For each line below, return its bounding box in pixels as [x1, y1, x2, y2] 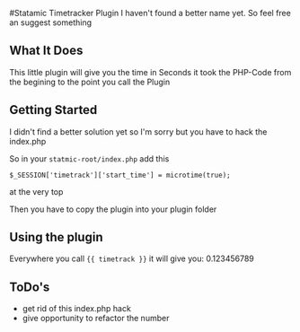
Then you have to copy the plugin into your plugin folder [9, 204, 217, 214]
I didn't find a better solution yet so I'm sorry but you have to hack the [9, 126, 268, 137]
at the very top [9, 186, 64, 197]
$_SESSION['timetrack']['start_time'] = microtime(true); [9, 170, 231, 179]
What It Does [9, 43, 84, 58]
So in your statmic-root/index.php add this [9, 153, 170, 164]
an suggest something [9, 17, 93, 28]
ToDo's [9, 279, 50, 294]
